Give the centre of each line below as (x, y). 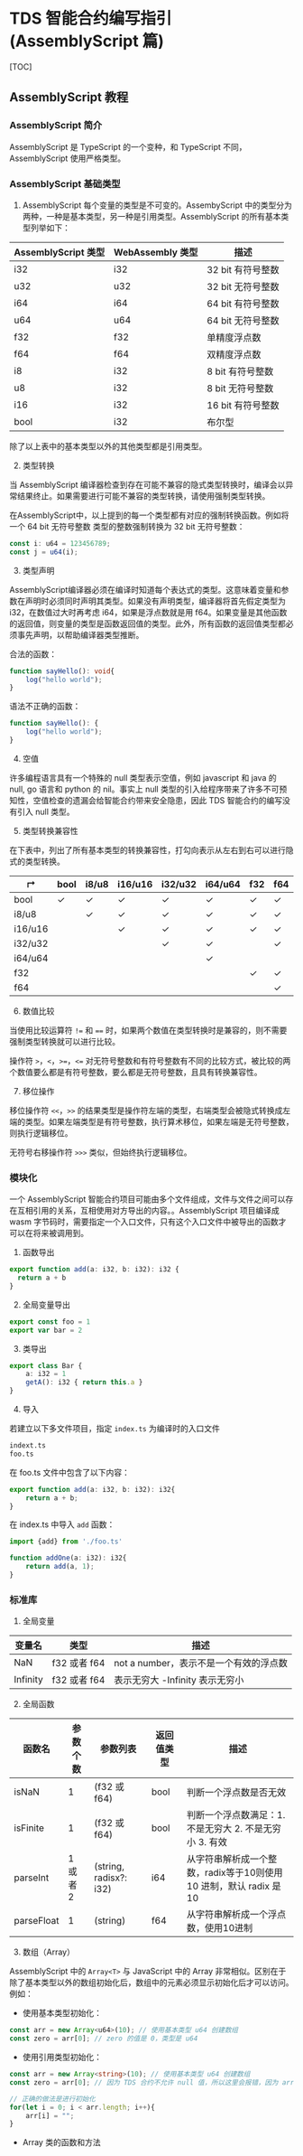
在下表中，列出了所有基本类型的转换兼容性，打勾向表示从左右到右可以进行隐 (151, 849)
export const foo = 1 (50, 1322)
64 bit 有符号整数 (243, 304)
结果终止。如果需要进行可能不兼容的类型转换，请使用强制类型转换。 (143, 496)
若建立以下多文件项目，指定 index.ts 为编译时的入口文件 (115, 1429)
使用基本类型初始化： (62, 2013)
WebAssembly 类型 (156, 252)
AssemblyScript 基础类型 (65, 183)
